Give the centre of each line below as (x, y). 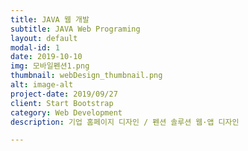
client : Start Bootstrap (62, 103)
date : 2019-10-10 (46, 57)
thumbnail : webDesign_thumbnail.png (86, 76)
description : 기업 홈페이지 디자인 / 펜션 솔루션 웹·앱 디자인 (125, 122)
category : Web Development (66, 112)
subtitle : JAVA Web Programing (75, 29)
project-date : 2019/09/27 (64, 94)
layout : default (44, 38)
